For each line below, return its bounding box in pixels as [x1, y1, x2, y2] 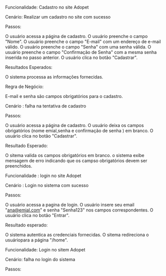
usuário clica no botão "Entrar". [5, 212, 70, 218]
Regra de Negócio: [5, 83, 44, 89]
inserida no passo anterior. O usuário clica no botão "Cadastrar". [5, 54, 138, 60]
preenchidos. [5, 163, 32, 169]
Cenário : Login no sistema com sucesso [5, 182, 89, 188]
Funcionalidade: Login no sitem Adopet [5, 247, 86, 252]
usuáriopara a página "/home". [5, 237, 68, 243]
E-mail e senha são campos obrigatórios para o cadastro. [5, 93, 123, 99]
